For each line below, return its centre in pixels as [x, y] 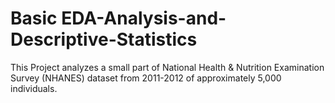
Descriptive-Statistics [104, 39]
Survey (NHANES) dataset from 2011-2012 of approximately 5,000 [146, 78]
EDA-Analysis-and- [144, 18]
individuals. [34, 88]
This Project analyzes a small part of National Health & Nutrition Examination [167, 67]
